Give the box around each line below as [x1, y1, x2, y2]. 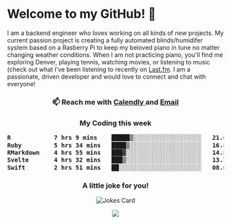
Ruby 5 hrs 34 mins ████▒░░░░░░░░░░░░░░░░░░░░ [7, 141, 202, 149]
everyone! [7, 79, 36, 88]
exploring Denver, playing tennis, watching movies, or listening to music [7, 58, 210, 66]
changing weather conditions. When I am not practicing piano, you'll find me [7, 51, 223, 59]
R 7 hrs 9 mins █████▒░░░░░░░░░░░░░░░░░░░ [7, 134, 202, 142]
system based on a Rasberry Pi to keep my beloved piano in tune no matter [7, 43, 220, 51]
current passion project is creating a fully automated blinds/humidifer [7, 36, 203, 44]
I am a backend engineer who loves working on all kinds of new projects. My [7, 29, 224, 37]
